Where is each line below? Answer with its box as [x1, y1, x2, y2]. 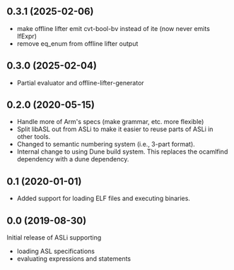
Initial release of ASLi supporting [6, 233, 102, 242]
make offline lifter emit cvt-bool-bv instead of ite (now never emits [16, 24, 210, 32]
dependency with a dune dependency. [16, 155, 129, 164]
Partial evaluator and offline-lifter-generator [16, 78, 144, 87]
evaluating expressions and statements [16, 254, 131, 263]
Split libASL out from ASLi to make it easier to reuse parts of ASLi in [16, 125, 213, 133]
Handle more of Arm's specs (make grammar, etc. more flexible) [16, 118, 204, 126]
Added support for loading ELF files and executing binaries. [16, 194, 190, 203]
